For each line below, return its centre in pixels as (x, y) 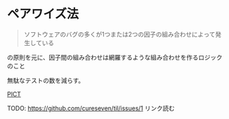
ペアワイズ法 (43, 14)
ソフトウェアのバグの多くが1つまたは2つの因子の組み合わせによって (119, 34)
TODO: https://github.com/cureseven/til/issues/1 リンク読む (91, 108)
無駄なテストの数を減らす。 (46, 80)
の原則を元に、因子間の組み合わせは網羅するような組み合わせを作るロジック (115, 57)
